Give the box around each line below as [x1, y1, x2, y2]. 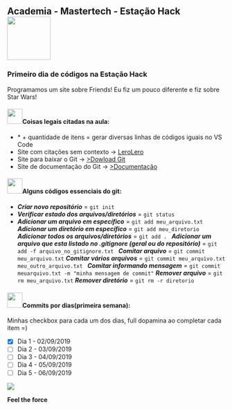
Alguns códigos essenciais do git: [22, 187, 123, 196]
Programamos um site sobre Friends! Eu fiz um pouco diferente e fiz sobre [7, 85, 220, 93]
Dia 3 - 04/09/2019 [17, 353, 73, 361]
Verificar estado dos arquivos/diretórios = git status [17, 210, 175, 219]
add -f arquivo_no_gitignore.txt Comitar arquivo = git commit [17, 247, 206, 255]
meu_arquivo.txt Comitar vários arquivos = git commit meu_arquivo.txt [17, 254, 226, 262]
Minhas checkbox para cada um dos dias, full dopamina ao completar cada [7, 316, 222, 325]
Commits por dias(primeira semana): [22, 301, 131, 309]
